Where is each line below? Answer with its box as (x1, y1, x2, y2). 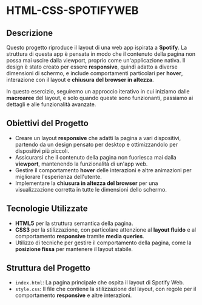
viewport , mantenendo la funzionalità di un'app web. (15, 160, 148, 167)
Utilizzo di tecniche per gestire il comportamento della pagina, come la (15, 239, 192, 246)
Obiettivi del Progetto (6, 118, 89, 129)
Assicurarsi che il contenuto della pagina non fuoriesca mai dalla (15, 153, 177, 161)
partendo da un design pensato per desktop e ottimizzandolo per (15, 141, 178, 148)
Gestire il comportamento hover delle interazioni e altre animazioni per (15, 166, 192, 173)
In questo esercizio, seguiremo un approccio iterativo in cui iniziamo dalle (6, 88, 190, 95)
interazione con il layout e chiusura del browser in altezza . (6, 76, 154, 83)
